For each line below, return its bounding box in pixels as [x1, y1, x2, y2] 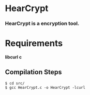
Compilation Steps [5, 68, 62, 76]
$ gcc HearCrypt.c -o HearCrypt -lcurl [5, 85, 86, 90]
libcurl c [5, 54, 22, 60]
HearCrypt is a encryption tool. [5, 20, 80, 27]
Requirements [5, 38, 63, 49]
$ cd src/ [5, 81, 25, 86]
